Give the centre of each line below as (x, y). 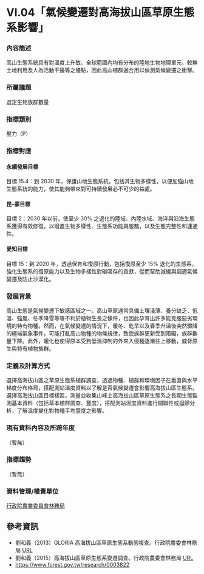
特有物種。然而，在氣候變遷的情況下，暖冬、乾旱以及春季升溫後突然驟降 (107, 326)
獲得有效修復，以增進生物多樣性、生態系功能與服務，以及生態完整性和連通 (104, 226)
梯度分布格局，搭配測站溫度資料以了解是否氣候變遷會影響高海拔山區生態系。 (102, 388)
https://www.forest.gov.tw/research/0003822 (72, 564)
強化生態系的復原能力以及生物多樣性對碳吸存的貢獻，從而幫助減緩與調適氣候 (102, 271)
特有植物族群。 (36, 348)
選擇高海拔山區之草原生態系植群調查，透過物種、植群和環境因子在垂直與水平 (102, 380)
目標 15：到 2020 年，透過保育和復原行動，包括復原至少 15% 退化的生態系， (102, 264)
